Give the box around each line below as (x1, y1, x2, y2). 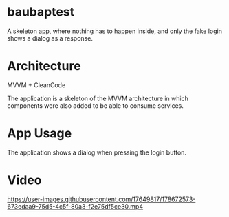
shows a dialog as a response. (7, 34, 93, 42)
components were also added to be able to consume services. (7, 101, 184, 110)
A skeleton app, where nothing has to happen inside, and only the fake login (7, 27, 222, 35)
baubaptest (7, 4, 75, 20)
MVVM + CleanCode (7, 80, 66, 89)
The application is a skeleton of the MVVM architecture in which (7, 94, 189, 102)
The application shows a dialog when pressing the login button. (7, 148, 187, 157)
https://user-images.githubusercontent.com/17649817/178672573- (7, 195, 196, 203)
